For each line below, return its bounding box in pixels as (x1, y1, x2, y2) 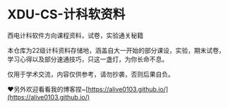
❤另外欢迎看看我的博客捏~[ (7, 85, 88, 93)
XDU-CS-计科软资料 (7, 6, 126, 23)
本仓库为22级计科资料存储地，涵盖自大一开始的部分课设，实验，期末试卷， (7, 46, 226, 54)
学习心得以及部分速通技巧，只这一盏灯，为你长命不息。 (7, 54, 168, 64)
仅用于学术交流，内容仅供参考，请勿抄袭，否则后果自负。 (7, 70, 174, 78)
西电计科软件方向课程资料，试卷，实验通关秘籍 (7, 31, 143, 40)
